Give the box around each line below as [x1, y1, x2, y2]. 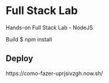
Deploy [5, 53, 33, 64]
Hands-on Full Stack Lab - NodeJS [5, 24, 93, 31]
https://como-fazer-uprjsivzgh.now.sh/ [5, 70, 104, 77]
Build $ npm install [5, 35, 52, 43]
